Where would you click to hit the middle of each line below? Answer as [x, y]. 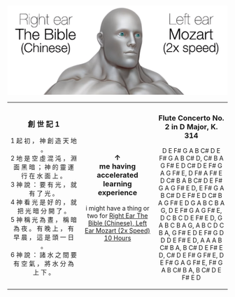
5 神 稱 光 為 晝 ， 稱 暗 [43, 220]
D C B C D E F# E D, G [191, 218]
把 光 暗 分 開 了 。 [44, 211]
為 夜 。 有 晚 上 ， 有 [44, 229]
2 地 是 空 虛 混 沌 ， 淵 [43, 158]
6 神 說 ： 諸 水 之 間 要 [43, 255]
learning [117, 184]
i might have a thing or [117, 208]
